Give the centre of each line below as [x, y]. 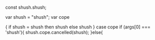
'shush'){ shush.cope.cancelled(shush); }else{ [54, 32]
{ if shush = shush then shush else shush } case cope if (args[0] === [78, 27]
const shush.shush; [26, 7]
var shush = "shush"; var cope [38, 17]
